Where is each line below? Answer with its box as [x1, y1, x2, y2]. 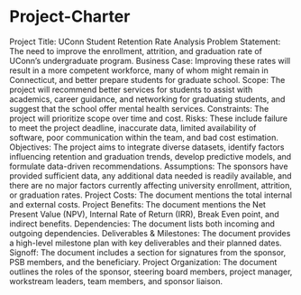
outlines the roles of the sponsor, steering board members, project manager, [9, 266, 293, 277]
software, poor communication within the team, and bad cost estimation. [9, 132, 279, 143]
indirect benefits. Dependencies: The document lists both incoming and [9, 218, 275, 229]
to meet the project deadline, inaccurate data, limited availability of [9, 122, 257, 133]
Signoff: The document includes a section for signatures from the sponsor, [9, 246, 287, 258]
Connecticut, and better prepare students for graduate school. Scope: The [9, 74, 286, 85]
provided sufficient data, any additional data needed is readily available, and [9, 170, 292, 181]
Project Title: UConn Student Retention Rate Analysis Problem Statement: [9, 36, 281, 47]
